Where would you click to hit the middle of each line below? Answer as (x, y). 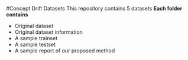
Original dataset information (48, 32)
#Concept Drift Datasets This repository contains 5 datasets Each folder (94, 8)
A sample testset (35, 44)
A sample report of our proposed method (65, 51)
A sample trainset (36, 38)
